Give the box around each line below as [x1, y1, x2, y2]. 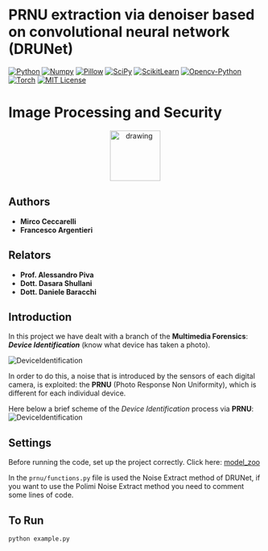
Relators [8, 248, 52, 263]
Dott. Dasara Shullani [19, 278, 93, 288]
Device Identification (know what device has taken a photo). [8, 340, 211, 350]
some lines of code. [8, 490, 74, 500]
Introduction [8, 310, 72, 324]
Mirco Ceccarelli [19, 216, 76, 226]
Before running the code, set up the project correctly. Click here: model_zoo [8, 458, 260, 467]
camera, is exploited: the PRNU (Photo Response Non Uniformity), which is [8, 380, 257, 390]
